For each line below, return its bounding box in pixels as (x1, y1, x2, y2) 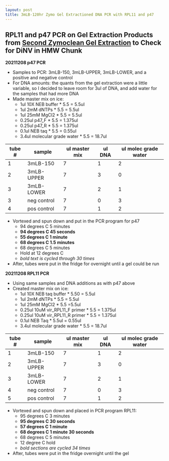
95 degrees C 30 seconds (20, 418, 75, 424)
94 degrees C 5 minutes (20, 223, 70, 229)
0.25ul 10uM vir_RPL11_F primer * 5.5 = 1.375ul (20, 307, 116, 313)
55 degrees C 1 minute (20, 234, 68, 240)
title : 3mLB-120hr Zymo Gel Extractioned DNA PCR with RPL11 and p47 (5, 12, 154, 17)
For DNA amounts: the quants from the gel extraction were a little (12, 80, 147, 86)
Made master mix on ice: (12, 96, 64, 102)
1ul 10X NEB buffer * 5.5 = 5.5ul (20, 101, 85, 107)
